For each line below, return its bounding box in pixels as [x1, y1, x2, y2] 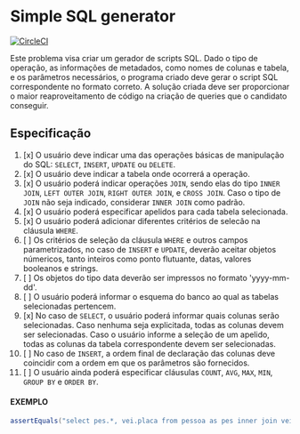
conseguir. [10, 100, 49, 110]
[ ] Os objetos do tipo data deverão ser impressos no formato [22, 272, 247, 283]
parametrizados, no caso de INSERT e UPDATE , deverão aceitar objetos [22, 244, 277, 254]
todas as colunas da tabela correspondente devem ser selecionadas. [22, 338, 277, 349]
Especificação [10, 126, 92, 141]
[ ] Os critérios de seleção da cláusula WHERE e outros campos [22, 234, 248, 245]
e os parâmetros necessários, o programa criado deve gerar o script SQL [10, 71, 279, 82]
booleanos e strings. [22, 262, 99, 273]
